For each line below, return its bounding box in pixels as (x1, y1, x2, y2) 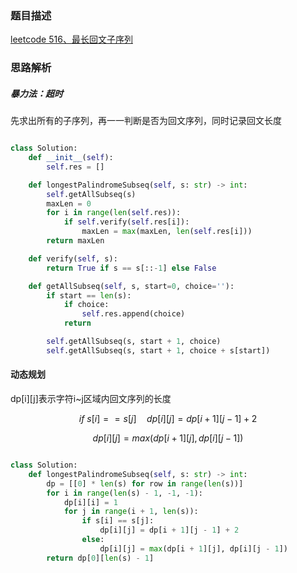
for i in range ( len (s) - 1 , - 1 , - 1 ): (46, 488, 204, 498)
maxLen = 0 (46, 198, 92, 209)
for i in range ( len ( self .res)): (46, 208, 182, 218)
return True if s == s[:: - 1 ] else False (46, 263, 217, 273)
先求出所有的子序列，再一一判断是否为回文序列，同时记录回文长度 (10, 115, 282, 127)
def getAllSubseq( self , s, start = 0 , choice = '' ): (28, 281, 235, 291)
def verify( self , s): (28, 253, 118, 264)
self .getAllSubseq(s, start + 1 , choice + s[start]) (46, 345, 271, 356)
